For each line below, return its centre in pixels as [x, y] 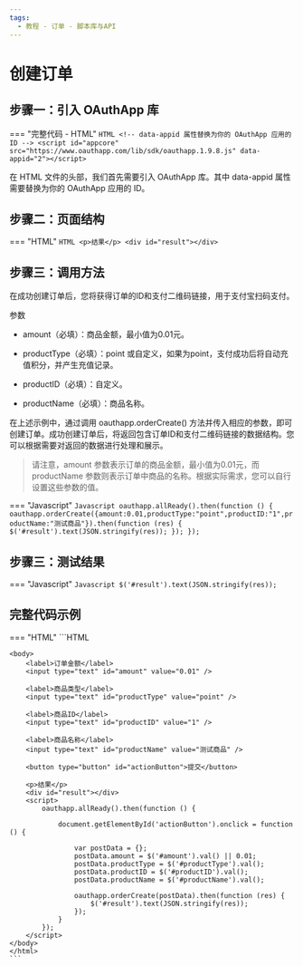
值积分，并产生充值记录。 [70, 365]
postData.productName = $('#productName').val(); [169, 880]
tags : [19, 18]
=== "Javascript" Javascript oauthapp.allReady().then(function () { [141, 506]
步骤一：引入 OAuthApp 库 [84, 110]
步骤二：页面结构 [57, 219]
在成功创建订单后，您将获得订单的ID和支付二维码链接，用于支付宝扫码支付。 [152, 296]
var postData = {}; [110, 848]
